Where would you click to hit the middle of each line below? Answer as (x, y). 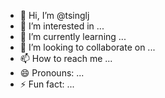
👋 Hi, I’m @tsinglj (54, 15)
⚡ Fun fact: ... (47, 84)
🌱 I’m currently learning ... (73, 36)
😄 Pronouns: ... (52, 73)
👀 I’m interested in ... (62, 26)
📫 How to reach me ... (66, 58)
